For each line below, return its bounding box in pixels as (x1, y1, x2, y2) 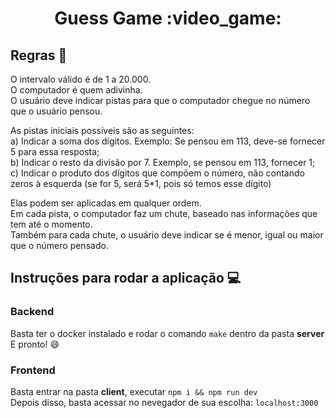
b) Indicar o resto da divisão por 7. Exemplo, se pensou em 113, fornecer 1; (10, 157, 316, 168)
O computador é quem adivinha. (10, 84, 143, 96)
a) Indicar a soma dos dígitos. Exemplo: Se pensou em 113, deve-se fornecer (10, 135, 326, 147)
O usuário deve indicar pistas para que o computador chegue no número (10, 95, 311, 106)
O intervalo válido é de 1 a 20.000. (10, 73, 152, 85)
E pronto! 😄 (10, 338, 60, 350)
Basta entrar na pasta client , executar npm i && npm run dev (10, 385, 258, 397)
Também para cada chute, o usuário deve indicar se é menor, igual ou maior (10, 229, 324, 241)
